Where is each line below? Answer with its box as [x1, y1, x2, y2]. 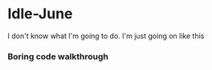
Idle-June [7, 5, 73, 23]
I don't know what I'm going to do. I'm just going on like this [7, 31, 205, 41]
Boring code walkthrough [7, 51, 109, 62]
